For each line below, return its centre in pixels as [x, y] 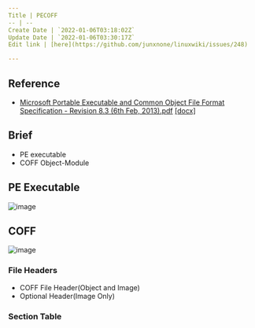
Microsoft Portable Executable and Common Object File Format [122, 102]
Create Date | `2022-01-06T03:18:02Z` [72, 30]
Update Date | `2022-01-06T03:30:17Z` [72, 37]
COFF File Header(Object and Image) [79, 287]
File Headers [33, 271]
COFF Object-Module [54, 163]
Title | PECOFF [33, 15]
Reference [34, 83]
